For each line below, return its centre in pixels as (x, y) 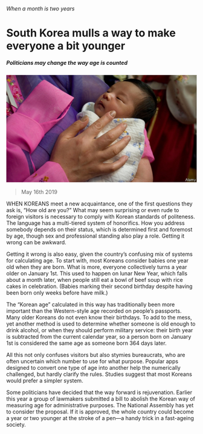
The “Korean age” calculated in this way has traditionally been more (91, 305)
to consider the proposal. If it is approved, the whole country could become (100, 412)
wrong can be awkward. (36, 242)
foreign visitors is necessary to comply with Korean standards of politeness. (101, 217)
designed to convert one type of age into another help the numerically (94, 368)
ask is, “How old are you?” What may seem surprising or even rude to (93, 210)
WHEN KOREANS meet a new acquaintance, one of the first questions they (99, 204)
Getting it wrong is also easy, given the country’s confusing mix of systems (100, 254)
